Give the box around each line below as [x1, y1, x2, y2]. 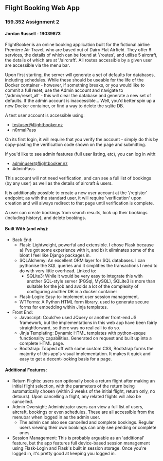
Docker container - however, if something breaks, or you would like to [5, 82, 145, 88]
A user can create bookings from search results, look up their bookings [5, 209, 147, 215]
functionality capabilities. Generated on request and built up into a [19, 335, 152, 341]
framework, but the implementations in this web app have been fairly [19, 320, 157, 325]
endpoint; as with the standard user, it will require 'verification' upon [5, 195, 142, 200]
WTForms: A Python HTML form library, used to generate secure [19, 299, 149, 304]
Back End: [12, 237, 33, 242]
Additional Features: [5, 367, 47, 373]
